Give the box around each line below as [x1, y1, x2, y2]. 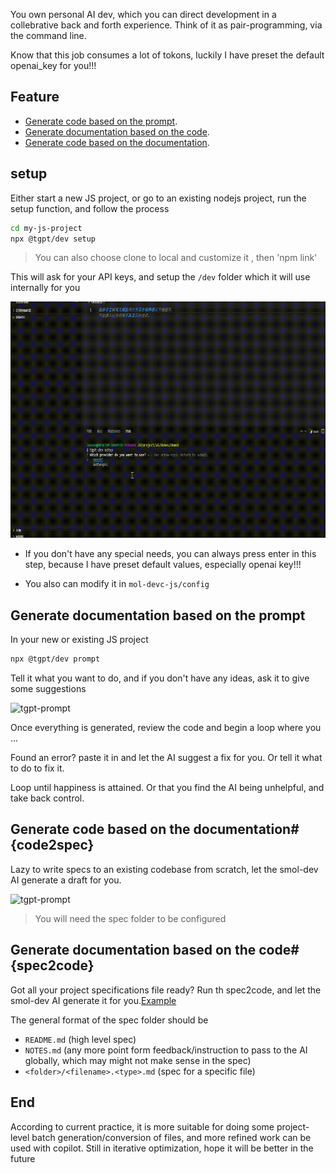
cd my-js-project [10, 223, 83, 233]
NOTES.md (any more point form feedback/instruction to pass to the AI [24, 1044, 308, 1056]
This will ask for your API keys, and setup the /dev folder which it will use [10, 271, 311, 283]
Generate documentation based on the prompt [10, 607, 306, 624]
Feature [10, 89, 60, 106]
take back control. [10, 792, 85, 804]
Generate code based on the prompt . [24, 115, 178, 127]
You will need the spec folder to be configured [34, 912, 227, 924]
